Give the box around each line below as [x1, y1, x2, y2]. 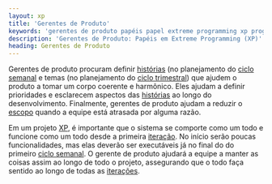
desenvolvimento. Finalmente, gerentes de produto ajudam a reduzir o [8, 99, 243, 109]
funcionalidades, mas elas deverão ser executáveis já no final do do [8, 140, 235, 150]
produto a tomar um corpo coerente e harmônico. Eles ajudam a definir [8, 82, 245, 92]
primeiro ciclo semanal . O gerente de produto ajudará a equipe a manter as [8, 149, 259, 159]
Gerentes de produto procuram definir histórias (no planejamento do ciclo [8, 64, 254, 74]
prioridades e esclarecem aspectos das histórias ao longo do [8, 90, 212, 100]
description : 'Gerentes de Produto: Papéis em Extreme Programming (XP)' [8, 34, 263, 43]
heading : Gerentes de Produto [8, 42, 111, 50]
